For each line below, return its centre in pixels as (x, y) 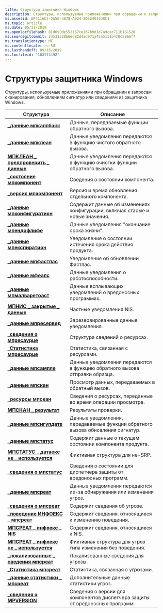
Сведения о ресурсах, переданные (111, 396)
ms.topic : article (24, 23)
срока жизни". (87, 231)
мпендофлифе (25, 231)
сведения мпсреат (30, 562)
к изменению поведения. (99, 520)
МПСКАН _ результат (33, 410)
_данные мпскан (28, 385)
